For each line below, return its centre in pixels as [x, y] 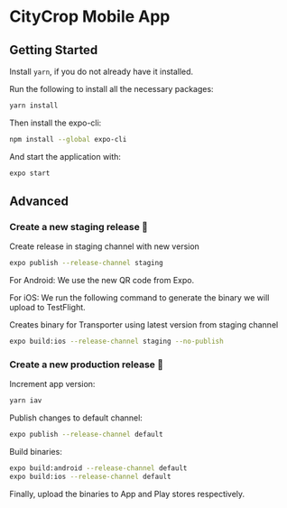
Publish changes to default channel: [76, 418]
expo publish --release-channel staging [87, 263]
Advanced [39, 202]
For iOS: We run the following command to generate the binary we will [139, 298]
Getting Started [54, 50]
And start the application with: [65, 156]
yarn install [34, 106]
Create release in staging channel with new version [105, 246]
